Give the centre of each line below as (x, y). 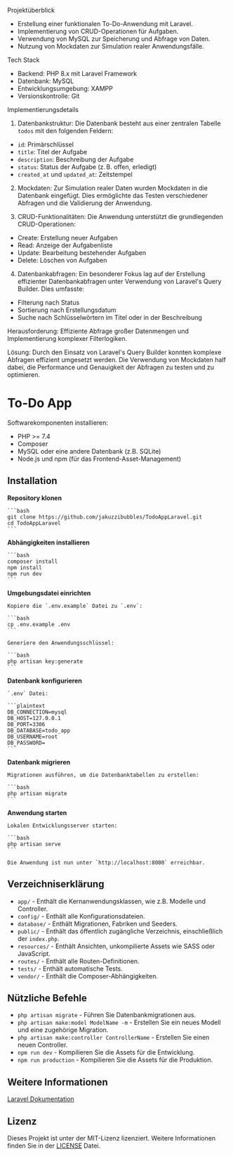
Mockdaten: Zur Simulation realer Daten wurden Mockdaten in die (113, 188)
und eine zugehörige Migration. (63, 1030)
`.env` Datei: (28, 693)
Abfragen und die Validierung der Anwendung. (85, 203)
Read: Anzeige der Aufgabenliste (65, 245)
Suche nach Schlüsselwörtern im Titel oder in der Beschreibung (109, 317)
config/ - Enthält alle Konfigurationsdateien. (81, 916)
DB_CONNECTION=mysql (38, 712)
